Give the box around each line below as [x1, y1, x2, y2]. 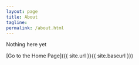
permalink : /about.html [6, 25, 65, 31]
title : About [6, 14, 38, 20]
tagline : [6, 19, 28, 25]
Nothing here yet [6, 41, 47, 48]
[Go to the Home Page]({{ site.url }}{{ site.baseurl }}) [6, 52, 134, 59]
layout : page [6, 8, 38, 15]
